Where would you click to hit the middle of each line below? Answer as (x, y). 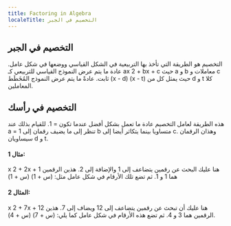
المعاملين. (21, 86)
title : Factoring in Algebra (49, 13)
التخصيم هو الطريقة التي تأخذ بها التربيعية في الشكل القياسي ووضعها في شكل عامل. (115, 64)
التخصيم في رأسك (42, 107)
